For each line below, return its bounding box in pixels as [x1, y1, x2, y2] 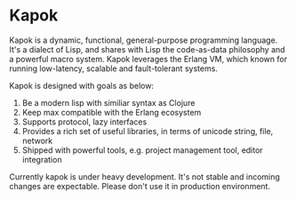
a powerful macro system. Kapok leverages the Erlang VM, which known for [9, 53, 287, 64]
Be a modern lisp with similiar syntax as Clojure [21, 97, 196, 108]
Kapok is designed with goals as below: [9, 80, 154, 91]
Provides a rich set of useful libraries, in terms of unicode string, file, [21, 125, 274, 136]
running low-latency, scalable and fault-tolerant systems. [9, 63, 218, 74]
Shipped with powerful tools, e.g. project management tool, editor [21, 144, 264, 156]
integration [21, 154, 62, 164]
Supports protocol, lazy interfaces [21, 116, 148, 127]
